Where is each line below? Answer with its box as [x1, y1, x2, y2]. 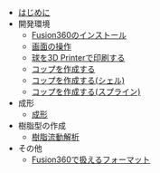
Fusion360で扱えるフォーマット [31, 154, 151, 165]
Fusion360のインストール [31, 30, 127, 40]
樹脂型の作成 [17, 120, 66, 130]
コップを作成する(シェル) [31, 75, 125, 85]
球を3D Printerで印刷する [31, 53, 126, 62]
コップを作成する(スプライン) [31, 86, 141, 97]
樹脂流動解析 [31, 131, 80, 142]
